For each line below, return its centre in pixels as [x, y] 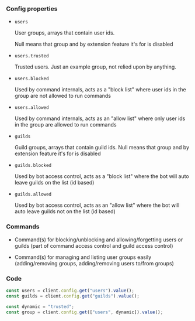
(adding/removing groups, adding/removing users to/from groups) [94, 263]
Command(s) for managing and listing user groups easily [83, 257]
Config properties [32, 9]
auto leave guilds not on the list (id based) [65, 211]
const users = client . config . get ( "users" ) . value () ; [70, 291]
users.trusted [32, 56]
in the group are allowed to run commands [65, 125]
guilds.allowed [33, 194]
